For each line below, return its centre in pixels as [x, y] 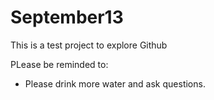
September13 [67, 17]
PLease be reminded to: [59, 64]
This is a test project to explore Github [89, 45]
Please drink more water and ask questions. [115, 83]
